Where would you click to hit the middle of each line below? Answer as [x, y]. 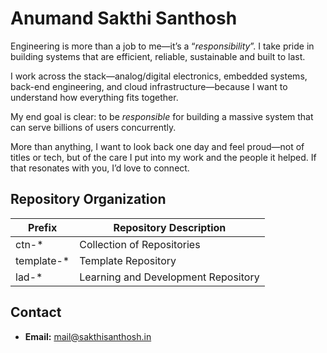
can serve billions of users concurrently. [93, 127]
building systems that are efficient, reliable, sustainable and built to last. [158, 56]
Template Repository [128, 260]
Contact [36, 312]
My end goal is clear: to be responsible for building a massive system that [162, 116]
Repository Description [170, 227]
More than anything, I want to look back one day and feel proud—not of [157, 146]
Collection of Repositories [140, 244]
